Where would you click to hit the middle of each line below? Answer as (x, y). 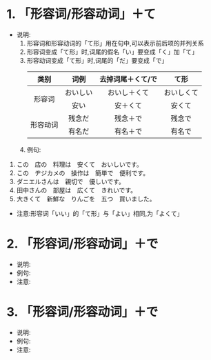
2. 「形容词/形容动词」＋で (82, 244)
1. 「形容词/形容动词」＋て (81, 14)
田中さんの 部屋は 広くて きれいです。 (77, 190)
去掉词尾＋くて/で (128, 79)
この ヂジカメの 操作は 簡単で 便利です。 (83, 172)
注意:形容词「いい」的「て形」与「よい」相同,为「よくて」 (100, 213)
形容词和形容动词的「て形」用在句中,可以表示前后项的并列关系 (115, 43)
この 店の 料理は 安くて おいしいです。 (79, 164)
